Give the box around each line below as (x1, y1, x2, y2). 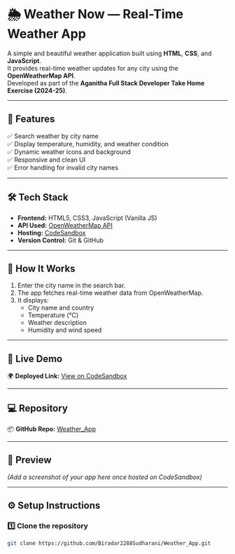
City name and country (27, 303, 94, 312)
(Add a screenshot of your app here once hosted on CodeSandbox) (7, 473, 203, 481)
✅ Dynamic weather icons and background (7, 147, 131, 155)
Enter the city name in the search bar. (17, 282, 126, 290)
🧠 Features (7, 113, 55, 125)
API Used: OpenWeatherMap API (17, 221, 113, 229)
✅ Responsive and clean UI (7, 155, 86, 164)
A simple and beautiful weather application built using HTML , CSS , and (7, 49, 212, 57)
